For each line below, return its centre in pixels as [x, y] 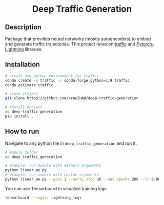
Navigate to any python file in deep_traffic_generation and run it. [71, 143]
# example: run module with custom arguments [52, 175]
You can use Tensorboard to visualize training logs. [57, 188]
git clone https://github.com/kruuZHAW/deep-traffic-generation [72, 98]
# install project [24, 107]
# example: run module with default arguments [53, 166]
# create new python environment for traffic [52, 76]
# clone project [21, 94]
